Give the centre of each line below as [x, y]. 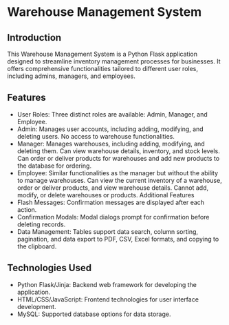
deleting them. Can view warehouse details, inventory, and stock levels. [118, 151]
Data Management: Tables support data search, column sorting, [107, 231]
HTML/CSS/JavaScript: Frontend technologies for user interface [108, 299]
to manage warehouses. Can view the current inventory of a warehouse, [119, 180]
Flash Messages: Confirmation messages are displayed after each [111, 202]
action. [27, 209]
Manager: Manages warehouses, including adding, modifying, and [111, 144]
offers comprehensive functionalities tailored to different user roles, [102, 69]
